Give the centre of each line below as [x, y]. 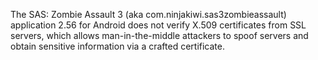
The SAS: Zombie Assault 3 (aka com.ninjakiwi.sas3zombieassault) [148, 14]
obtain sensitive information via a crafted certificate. [117, 46]
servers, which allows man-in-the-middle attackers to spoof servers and [159, 35]
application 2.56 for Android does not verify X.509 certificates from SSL [158, 25]
